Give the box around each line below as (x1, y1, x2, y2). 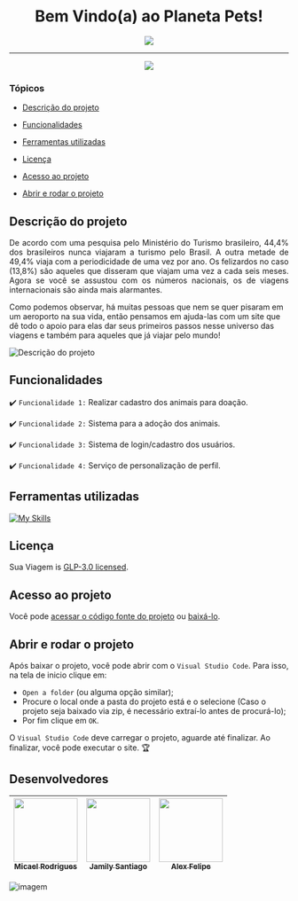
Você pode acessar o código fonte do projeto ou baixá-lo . (9, 611, 221, 622)
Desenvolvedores (9, 772, 109, 787)
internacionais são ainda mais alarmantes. (9, 285, 162, 295)
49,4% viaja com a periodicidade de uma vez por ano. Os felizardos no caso (9, 256, 289, 267)
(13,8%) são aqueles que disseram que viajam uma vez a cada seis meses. (9, 266, 289, 277)
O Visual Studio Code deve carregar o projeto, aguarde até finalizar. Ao (9, 733, 271, 743)
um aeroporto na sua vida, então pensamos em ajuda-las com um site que (9, 311, 281, 322)
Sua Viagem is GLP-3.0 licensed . (9, 561, 129, 573)
